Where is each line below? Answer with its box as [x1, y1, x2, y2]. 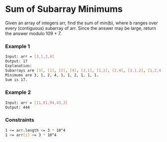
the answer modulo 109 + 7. [5, 30, 62, 36]
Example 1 [5, 43, 30, 50]
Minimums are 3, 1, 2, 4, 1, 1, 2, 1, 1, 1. [5, 72, 99, 77]
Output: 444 [5, 105, 30, 110]
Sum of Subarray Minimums [5, 3, 123, 15]
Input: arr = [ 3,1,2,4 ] [5, 54, 55, 59]
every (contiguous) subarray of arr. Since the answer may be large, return [5, 25, 157, 31]
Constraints [5, 117, 35, 124]
